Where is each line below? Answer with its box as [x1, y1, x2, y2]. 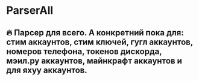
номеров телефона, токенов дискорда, [6, 46, 162, 56]
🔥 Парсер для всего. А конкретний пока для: [6, 28, 184, 38]
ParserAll [6, 4, 54, 17]
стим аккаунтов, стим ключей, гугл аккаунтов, [6, 37, 193, 47]
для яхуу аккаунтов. [6, 65, 87, 75]
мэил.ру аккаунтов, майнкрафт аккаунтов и [6, 55, 183, 66]
